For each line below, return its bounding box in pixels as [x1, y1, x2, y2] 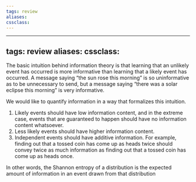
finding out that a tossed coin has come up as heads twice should [14, 141, 173, 148]
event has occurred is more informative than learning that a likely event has [6, 68, 187, 75]
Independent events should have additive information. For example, [14, 134, 177, 141]
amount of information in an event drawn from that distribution [6, 170, 156, 177]
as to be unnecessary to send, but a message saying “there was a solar [6, 80, 178, 87]
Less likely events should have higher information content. [14, 128, 155, 135]
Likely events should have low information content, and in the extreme [14, 109, 183, 117]
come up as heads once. [14, 153, 74, 160]
